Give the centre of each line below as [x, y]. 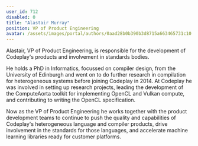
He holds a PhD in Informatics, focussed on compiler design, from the [91, 68]
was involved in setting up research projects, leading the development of [95, 87]
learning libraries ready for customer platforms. [64, 137]
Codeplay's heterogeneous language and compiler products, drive [87, 124]
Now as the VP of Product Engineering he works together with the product [97, 112]
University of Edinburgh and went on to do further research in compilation [96, 75]
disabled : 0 [21, 17]
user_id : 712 [22, 12]
